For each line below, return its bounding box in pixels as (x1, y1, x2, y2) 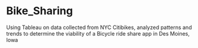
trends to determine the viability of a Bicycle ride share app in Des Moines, (6, 30, 190, 37)
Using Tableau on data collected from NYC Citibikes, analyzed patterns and (6, 24, 193, 31)
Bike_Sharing (6, 4, 73, 18)
